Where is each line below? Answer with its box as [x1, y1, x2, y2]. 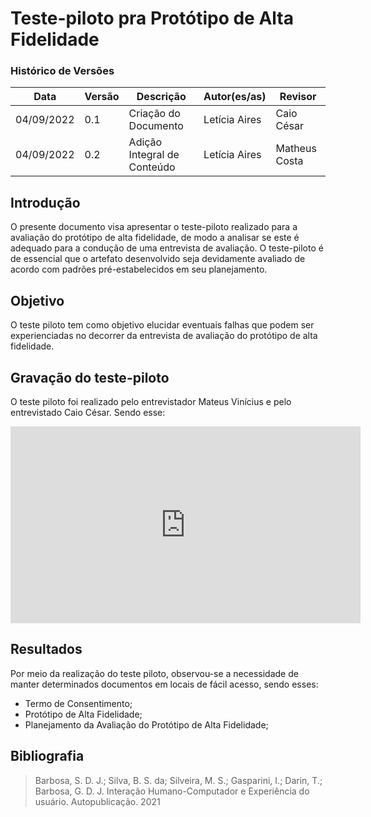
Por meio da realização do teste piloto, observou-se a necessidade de [10, 667, 299, 679]
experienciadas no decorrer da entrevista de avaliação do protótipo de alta [10, 330, 318, 342]
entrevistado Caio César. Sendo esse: [10, 406, 166, 418]
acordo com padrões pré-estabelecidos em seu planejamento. [10, 263, 268, 276]
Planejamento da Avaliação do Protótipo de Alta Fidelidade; [24, 718, 269, 731]
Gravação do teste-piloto [10, 369, 170, 386]
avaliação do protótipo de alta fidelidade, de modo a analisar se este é [10, 232, 300, 244]
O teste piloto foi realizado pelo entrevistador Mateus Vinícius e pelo [10, 395, 292, 407]
